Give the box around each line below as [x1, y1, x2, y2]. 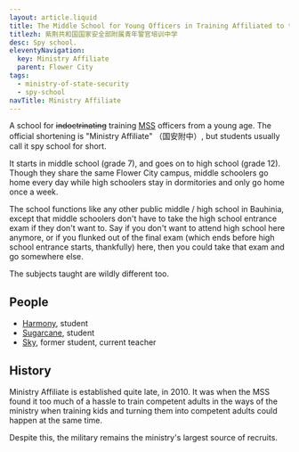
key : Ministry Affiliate [17, 54, 109, 63]
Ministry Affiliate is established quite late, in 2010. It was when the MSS [9, 387, 271, 397]
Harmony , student [21, 318, 89, 329]
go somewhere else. [9, 251, 85, 262]
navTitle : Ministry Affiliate [9, 95, 122, 105]
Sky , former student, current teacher [21, 337, 157, 348]
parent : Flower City [17, 63, 93, 72]
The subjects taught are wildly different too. [9, 268, 170, 279]
